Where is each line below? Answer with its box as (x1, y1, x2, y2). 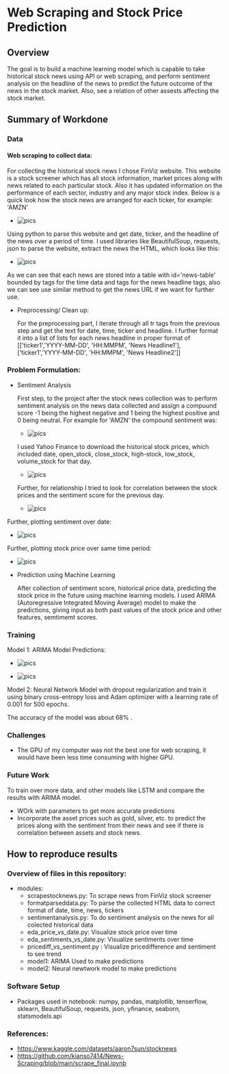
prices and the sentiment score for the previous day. (16, 491, 165, 499)
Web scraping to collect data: (7, 151, 92, 159)
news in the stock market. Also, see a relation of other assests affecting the (7, 87, 219, 95)
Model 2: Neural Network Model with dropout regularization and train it (7, 685, 206, 694)
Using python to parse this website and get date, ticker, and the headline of (7, 230, 219, 238)
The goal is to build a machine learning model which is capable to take (7, 65, 206, 73)
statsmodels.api (16, 1012, 62, 1020)
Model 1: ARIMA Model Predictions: (7, 646, 106, 654)
